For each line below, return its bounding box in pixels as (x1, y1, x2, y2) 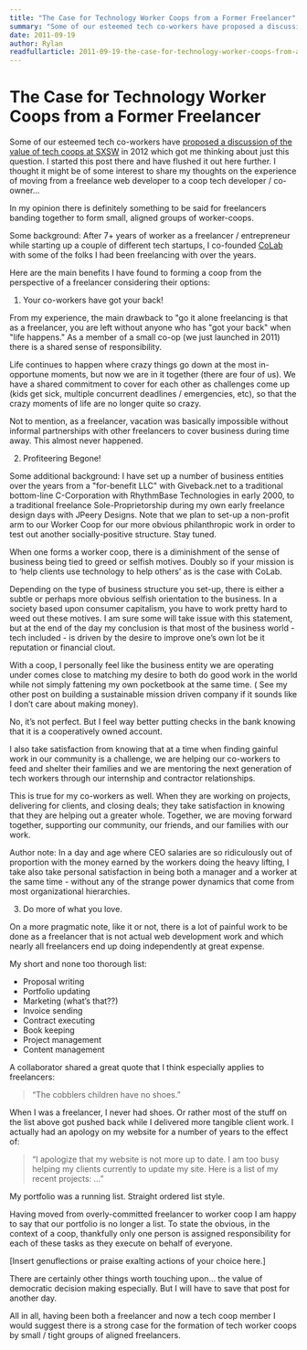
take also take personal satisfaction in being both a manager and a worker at (9, 866, 298, 877)
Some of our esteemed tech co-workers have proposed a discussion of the (9, 136, 292, 147)
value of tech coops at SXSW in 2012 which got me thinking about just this (9, 146, 290, 157)
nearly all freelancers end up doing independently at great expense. (9, 941, 265, 951)
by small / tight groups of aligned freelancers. (9, 1330, 181, 1341)
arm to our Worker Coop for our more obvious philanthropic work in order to (9, 519, 295, 530)
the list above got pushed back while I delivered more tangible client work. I (9, 1117, 294, 1128)
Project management (22, 1035, 102, 1046)
